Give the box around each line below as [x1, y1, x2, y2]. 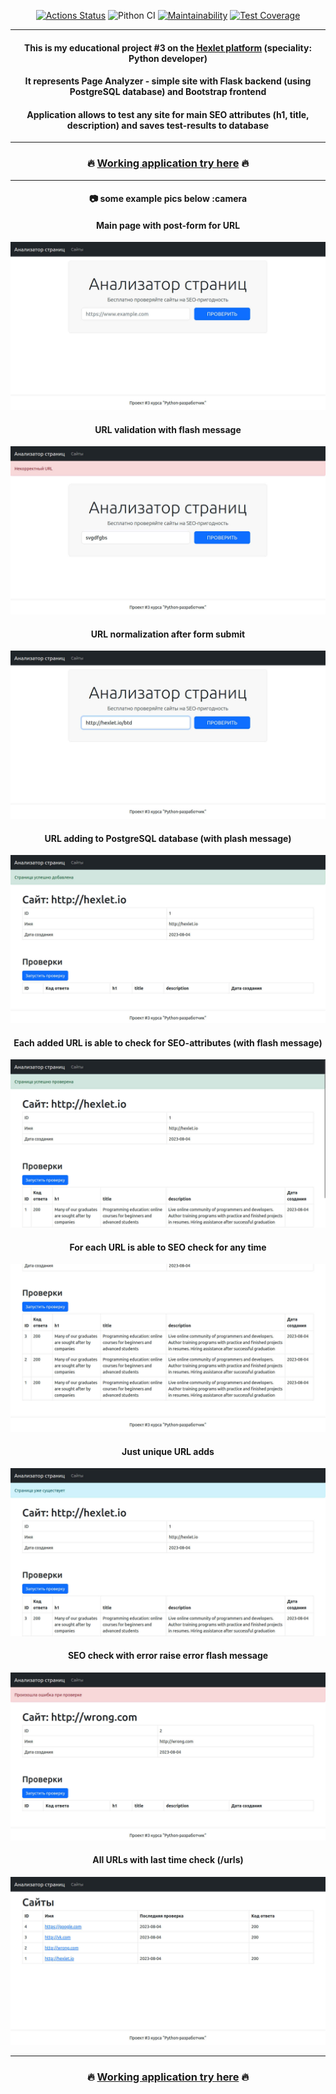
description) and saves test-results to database [66, 119, 270, 131]
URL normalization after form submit [90, 628, 246, 640]
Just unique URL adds [121, 1445, 215, 1457]
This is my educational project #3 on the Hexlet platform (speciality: [23, 41, 313, 54]
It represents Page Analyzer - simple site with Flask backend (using [24, 75, 312, 87]
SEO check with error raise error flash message [67, 1650, 269, 1662]
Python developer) [128, 52, 208, 64]
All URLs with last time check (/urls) [92, 1854, 244, 1866]
